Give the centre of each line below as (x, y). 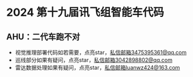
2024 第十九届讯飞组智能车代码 (85, 12)
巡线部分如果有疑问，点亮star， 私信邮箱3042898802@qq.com (94, 60)
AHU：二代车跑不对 (43, 37)
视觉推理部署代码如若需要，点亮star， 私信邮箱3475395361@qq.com (101, 52)
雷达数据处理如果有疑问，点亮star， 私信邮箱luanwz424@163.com (97, 68)
